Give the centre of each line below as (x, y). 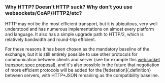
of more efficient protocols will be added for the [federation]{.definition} (78, 70)
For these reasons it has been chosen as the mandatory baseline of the (77, 49)
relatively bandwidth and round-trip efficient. (50, 40)
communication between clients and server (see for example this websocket (82, 60)
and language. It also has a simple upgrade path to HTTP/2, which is (74, 34)
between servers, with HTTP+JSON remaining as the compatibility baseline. (82, 76)
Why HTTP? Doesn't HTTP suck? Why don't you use (69, 7)
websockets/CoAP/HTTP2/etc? (44, 13)
